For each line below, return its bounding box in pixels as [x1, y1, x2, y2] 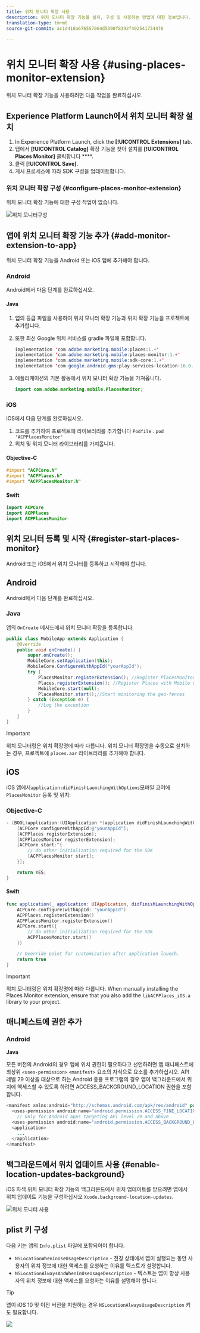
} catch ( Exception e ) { [27, 697, 89, 703]
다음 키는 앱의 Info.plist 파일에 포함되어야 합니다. [6, 1242, 125, 1249]
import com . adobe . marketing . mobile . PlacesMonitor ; [14, 386, 143, 392]
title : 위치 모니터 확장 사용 [6, 8, 70, 15]
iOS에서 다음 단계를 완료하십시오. [6, 415, 83, 422]
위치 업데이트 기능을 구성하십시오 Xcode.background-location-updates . [6, 1193, 174, 1201]
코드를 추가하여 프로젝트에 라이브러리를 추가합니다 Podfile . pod [14, 428, 164, 435]
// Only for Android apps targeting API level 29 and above [17, 1114, 169, 1119]
